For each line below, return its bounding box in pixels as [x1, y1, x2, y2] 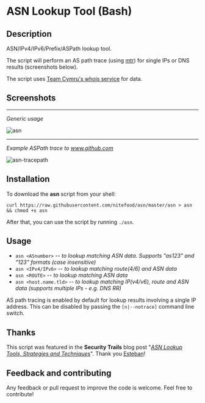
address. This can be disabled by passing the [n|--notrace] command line [6, 303, 195, 311]
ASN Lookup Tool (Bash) [6, 4, 132, 18]
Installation [6, 174, 50, 184]
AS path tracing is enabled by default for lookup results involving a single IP [6, 296, 196, 304]
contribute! [6, 391, 34, 398]
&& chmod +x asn [6, 207, 48, 214]
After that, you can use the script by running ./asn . [6, 218, 134, 225]
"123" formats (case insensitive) [15, 258, 96, 266]
